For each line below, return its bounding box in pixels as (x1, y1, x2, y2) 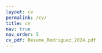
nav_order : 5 (5, 32, 39, 38)
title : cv (5, 20, 31, 26)
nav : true (5, 26, 31, 32)
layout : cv (5, 9, 34, 15)
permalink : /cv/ (5, 15, 47, 21)
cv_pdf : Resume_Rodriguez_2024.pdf (5, 37, 97, 43)
